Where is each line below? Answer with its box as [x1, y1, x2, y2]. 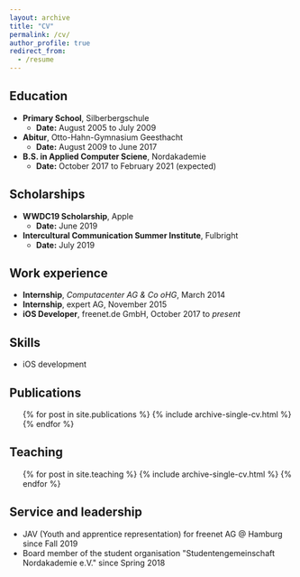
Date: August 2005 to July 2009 [35, 122, 157, 133]
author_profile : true [9, 38, 91, 48]
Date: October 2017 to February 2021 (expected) [35, 160, 217, 172]
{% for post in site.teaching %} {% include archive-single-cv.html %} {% [22, 469, 293, 479]
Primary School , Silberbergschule [22, 112, 150, 123]
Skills [9, 335, 41, 350]
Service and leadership [9, 505, 142, 520]
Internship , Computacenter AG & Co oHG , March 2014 [22, 290, 226, 301]
